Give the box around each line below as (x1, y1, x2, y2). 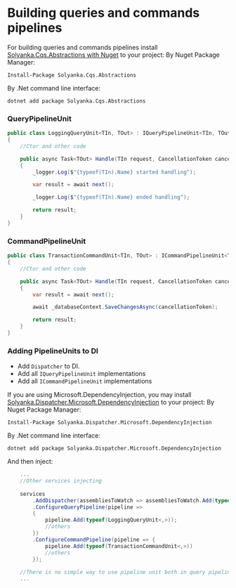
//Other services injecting (20, 478, 102, 485)
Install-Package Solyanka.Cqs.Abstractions (7, 72, 137, 79)
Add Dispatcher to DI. (17, 362, 80, 370)
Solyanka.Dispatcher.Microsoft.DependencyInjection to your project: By (7, 398, 215, 407)
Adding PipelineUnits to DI (7, 346, 98, 355)
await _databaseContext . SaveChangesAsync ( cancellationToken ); (32, 303, 218, 311)
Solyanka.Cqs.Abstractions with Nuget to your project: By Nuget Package (7, 51, 220, 59)
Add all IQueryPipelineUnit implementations (17, 370, 146, 378)
